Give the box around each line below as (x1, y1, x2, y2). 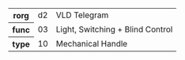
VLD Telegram (55, 9, 109, 21)
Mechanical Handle (55, 38, 128, 49)
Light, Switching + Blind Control (55, 24, 173, 35)
